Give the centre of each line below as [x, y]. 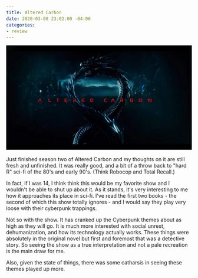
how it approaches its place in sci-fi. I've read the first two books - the [91, 196]
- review [17, 31]
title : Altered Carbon [34, 12]
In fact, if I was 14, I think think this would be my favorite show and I [88, 184]
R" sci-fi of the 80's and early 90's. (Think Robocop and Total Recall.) [90, 172]
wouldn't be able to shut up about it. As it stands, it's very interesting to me [97, 189]
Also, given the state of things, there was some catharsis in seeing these [94, 263]
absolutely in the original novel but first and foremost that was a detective [95, 238]
